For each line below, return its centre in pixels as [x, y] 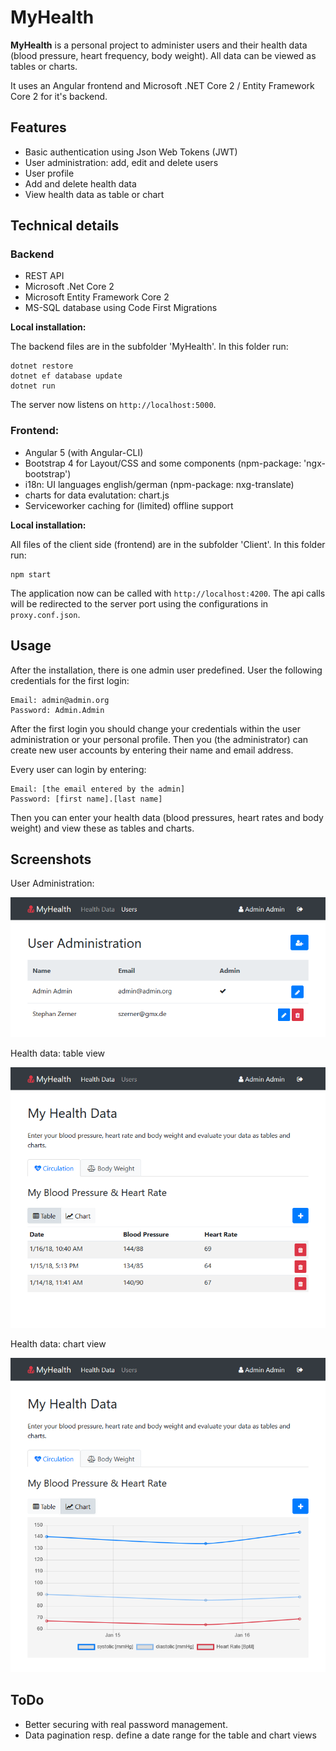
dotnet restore [42, 366]
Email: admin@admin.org [60, 700]
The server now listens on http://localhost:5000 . [113, 405]
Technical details [65, 226]
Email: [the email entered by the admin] [98, 789]
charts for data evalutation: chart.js [97, 495]
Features [38, 127]
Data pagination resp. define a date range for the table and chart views [170, 1735]
